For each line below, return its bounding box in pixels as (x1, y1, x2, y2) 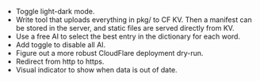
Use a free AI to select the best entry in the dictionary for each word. (15, 31, 240, 41)
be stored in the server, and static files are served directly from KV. (15, 24, 235, 32)
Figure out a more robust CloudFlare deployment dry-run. (15, 49, 204, 57)
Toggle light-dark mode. (15, 7, 95, 16)
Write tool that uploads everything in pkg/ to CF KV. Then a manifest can (15, 15, 252, 24)
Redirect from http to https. (15, 57, 105, 66)
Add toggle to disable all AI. (15, 40, 106, 50)
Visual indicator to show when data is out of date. (15, 65, 178, 74)
